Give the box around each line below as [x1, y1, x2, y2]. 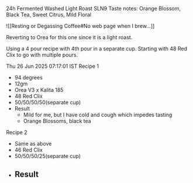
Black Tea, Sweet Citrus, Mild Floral [6, 11, 92, 18]
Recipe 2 [6, 129, 27, 136]
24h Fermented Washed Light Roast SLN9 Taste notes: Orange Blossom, [6, 5, 181, 12]
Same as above [14, 140, 52, 147]
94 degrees [14, 74, 43, 81]
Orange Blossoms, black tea [23, 118, 92, 125]
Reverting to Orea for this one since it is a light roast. [6, 34, 133, 40]
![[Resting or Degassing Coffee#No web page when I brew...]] [6, 23, 155, 29]
